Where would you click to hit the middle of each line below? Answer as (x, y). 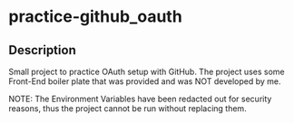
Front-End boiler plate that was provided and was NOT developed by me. (145, 81)
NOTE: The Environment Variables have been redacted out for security (140, 99)
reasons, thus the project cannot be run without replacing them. (127, 109)
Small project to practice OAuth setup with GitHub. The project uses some (147, 71)
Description (42, 50)
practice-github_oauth (95, 17)
